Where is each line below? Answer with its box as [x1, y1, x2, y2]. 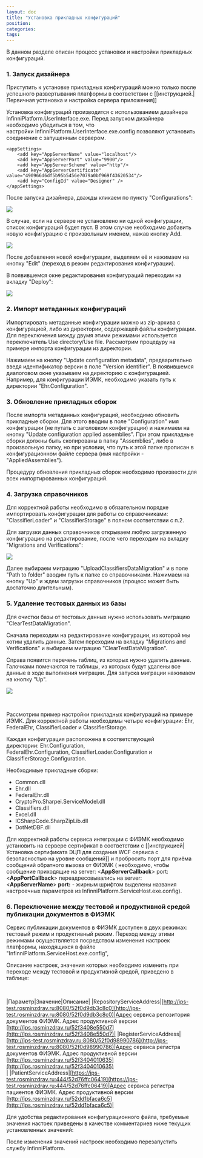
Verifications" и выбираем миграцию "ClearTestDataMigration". [6, 644, 168, 651]
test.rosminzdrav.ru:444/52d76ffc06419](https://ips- [6, 1075, 138, 1083]
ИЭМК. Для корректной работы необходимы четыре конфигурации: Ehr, [6, 717, 195, 725]
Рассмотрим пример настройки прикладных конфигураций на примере [6, 711, 193, 718]
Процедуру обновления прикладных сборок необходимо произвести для [6, 468, 197, 475]
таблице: [6, 974, 29, 981]
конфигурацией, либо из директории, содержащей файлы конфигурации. [6, 325, 196, 332]
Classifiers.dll [15, 804, 50, 812]
